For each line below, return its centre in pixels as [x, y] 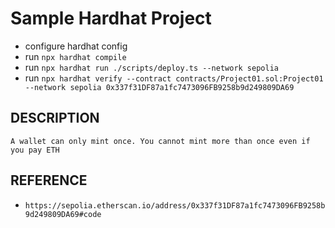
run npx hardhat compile [75, 56]
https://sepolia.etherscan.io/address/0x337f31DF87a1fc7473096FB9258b [175, 205]
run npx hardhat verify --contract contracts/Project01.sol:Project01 [174, 78]
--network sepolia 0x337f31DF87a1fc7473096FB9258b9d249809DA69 [159, 87]
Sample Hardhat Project [111, 18]
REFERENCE [49, 180]
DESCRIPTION [55, 118]
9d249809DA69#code [63, 214]
